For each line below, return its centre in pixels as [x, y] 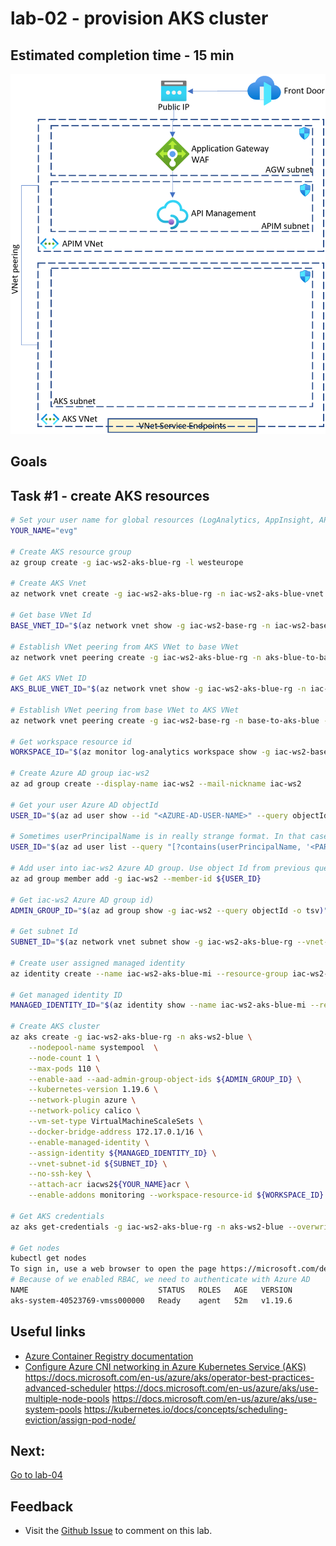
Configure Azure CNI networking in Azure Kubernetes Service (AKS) [165, 1366]
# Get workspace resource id [71, 742]
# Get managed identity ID [66, 995]
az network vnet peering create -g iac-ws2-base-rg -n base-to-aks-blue [165, 720]
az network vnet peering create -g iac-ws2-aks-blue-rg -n [136, 657]
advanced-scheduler [68, 1388]
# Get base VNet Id [51, 615]
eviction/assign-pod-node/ [80, 1419]
